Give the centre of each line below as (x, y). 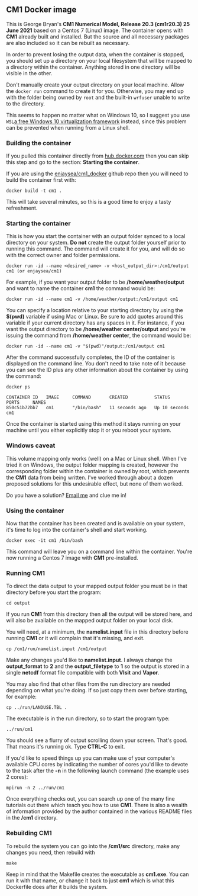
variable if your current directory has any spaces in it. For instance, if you (95, 323)
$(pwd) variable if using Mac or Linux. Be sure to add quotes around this (95, 317)
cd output (18, 603)
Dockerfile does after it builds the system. (57, 887)
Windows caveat (31, 445)
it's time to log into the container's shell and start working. (77, 530)
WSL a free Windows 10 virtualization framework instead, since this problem (97, 121)
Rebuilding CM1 (29, 833)
